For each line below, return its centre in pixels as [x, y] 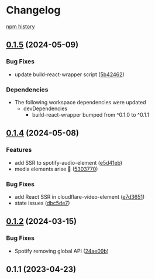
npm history [20, 26]
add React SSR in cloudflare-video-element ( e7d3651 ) [80, 196]
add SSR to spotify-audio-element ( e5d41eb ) [68, 162]
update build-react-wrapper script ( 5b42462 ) [69, 74]
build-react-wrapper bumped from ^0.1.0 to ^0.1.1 [91, 114]
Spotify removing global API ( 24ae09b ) [62, 251]
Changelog [33, 10]
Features [19, 150]
